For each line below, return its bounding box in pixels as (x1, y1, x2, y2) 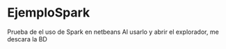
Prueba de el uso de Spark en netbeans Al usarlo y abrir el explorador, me (7, 28, 219, 36)
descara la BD (7, 35, 47, 43)
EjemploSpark (7, 5, 90, 21)
